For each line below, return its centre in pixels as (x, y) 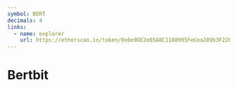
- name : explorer (39, 34)
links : (17, 27)
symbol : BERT (26, 14)
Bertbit (28, 75)
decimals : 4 (25, 21)
